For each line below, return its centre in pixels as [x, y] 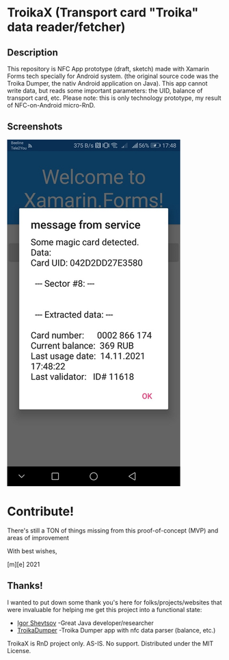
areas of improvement [38, 537]
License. [19, 650]
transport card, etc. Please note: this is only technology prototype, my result [114, 98]
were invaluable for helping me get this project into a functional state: [105, 609]
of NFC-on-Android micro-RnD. [51, 105]
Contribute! [40, 511]
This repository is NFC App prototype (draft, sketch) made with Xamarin [108, 69]
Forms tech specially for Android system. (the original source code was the [113, 76]
